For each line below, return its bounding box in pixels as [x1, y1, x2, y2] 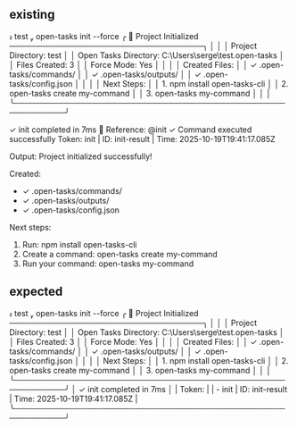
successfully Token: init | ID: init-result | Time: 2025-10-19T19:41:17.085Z [9, 133, 276, 144]
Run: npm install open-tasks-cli [21, 239, 137, 249]
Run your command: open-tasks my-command [21, 258, 194, 269]
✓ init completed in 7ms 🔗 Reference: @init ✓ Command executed [9, 124, 252, 135]
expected [9, 284, 63, 299]
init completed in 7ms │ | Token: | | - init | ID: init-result [87, 383, 288, 394]
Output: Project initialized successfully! [9, 151, 153, 162]
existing [9, 7, 55, 22]
